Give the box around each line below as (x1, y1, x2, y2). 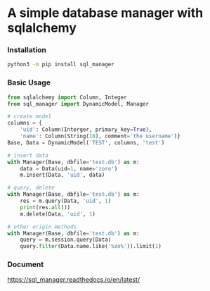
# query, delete (7, 185, 55, 192)
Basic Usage (7, 78, 51, 87)
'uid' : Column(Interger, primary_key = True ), (20, 126, 152, 133)
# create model (7, 113, 52, 120)
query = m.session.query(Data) (20, 236, 112, 244)
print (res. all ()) (20, 204, 71, 211)
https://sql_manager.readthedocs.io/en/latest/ (7, 275, 140, 284)
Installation (7, 45, 47, 55)
